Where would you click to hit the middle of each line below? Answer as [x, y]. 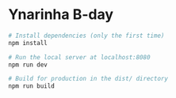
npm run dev [28, 65]
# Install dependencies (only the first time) [86, 36]
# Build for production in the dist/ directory [88, 79]
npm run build [32, 86]
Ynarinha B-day [61, 15]
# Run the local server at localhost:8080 [79, 57]
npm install [28, 43]
